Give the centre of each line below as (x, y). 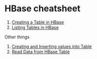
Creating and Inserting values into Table (52, 46)
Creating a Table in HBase (38, 22)
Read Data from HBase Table (41, 52)
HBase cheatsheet (43, 9)
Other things (17, 37)
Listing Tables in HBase (35, 27)
